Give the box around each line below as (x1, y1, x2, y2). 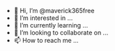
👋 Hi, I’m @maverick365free (13, 7, 95, 14)
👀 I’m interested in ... (13, 14, 73, 22)
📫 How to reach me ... (13, 37, 79, 44)
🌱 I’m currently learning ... (13, 21, 89, 29)
